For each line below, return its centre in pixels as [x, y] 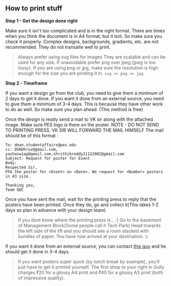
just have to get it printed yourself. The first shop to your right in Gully [91, 267]
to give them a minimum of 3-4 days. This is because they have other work [84, 104]
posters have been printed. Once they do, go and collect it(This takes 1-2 [82, 205]
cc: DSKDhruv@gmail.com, [32, 149]
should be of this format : [32, 136]
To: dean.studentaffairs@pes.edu [41, 145]
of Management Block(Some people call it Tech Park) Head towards [89, 225]
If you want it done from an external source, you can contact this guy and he [86, 246]
